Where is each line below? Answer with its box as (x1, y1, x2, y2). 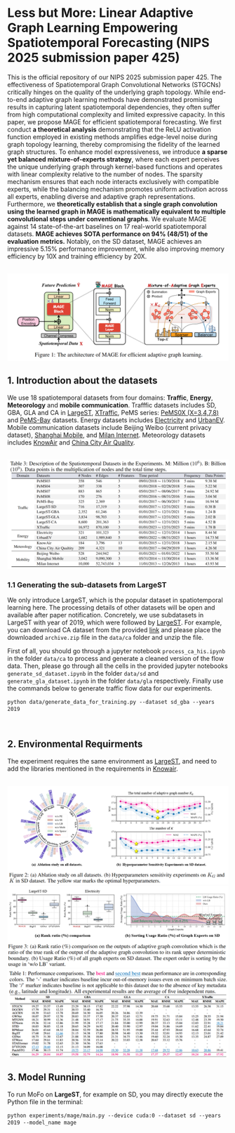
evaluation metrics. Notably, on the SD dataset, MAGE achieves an (7, 237, 202, 245)
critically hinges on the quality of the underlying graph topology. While (7, 88, 210, 96)
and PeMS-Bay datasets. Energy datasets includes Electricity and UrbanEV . (7, 416, 226, 424)
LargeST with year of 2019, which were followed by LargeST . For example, (7, 618, 222, 627)
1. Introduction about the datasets (7, 374, 158, 387)
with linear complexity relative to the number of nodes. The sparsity (7, 170, 203, 178)
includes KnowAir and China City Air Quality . (7, 438, 135, 447)
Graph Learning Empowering (7, 20, 178, 36)
